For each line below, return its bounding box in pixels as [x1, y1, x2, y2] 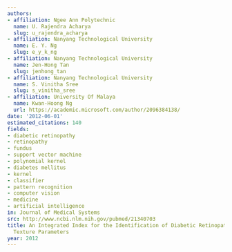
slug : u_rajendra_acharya [13, 29, 88, 37]
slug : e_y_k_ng [13, 49, 57, 56]
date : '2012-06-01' [7, 113, 64, 119]
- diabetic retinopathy [7, 132, 76, 139]
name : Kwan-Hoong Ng [13, 100, 72, 107]
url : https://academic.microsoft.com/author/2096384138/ [13, 106, 181, 113]
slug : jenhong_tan [13, 68, 67, 75]
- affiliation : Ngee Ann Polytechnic [7, 17, 116, 23]
